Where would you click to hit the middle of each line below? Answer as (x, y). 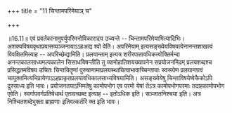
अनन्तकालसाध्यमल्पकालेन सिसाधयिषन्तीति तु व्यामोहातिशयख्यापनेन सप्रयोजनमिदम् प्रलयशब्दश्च (110, 62)
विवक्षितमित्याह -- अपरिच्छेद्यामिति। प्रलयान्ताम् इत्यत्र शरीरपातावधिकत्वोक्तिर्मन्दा (94, 54)
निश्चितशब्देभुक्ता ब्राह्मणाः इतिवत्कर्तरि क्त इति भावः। (64, 101)
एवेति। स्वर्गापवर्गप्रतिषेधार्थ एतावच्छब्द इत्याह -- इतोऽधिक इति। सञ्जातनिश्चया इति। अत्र (104, 94)
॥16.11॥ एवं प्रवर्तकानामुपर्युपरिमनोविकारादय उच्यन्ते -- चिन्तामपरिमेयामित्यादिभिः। (96, 38)
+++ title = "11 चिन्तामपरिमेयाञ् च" (50, 11)
